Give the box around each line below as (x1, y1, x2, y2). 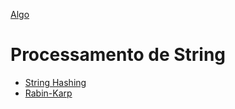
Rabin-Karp (24, 87, 73, 99)
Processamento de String (10, 44, 227, 66)
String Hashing (24, 76, 87, 88)
